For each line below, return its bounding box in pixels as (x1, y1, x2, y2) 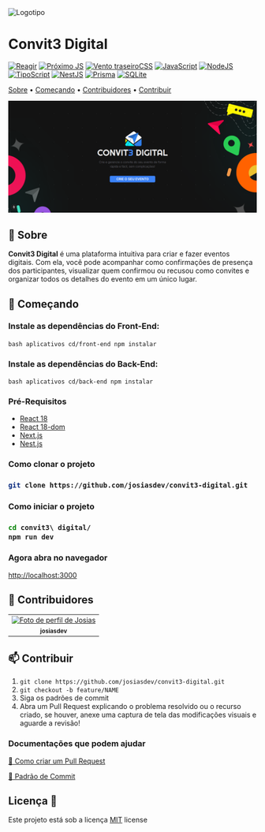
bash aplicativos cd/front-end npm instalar (8, 340, 157, 348)
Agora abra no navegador (8, 552, 108, 563)
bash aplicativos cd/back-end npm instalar (8, 378, 154, 386)
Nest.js (19, 439, 43, 449)
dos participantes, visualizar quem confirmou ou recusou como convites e (8, 266, 250, 275)
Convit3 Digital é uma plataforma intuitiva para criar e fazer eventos (8, 249, 230, 259)
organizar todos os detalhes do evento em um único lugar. (8, 274, 197, 284)
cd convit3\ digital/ (8, 523, 91, 532)
